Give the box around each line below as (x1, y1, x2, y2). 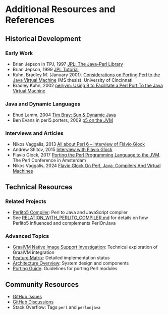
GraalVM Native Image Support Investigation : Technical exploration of (12, 244, 158, 250)
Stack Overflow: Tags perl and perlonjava (12, 304, 101, 310)
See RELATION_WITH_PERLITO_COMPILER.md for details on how (12, 215, 148, 221)
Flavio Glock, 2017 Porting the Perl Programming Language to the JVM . (12, 152, 161, 158)
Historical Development (5, 34, 81, 43)
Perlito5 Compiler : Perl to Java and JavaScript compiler (12, 209, 128, 216)
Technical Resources (5, 183, 73, 191)
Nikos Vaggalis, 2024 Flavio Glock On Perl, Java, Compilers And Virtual (12, 163, 161, 169)
